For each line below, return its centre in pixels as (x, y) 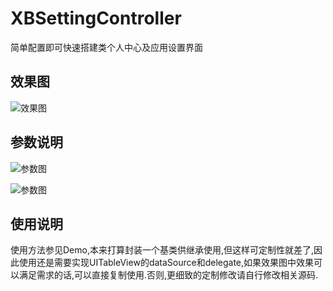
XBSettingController (96, 18)
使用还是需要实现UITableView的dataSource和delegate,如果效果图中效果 (166, 263)
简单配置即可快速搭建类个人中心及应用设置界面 (106, 47)
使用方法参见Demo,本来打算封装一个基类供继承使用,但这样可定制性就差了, (162, 250)
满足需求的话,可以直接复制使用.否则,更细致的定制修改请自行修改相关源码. (168, 275)
